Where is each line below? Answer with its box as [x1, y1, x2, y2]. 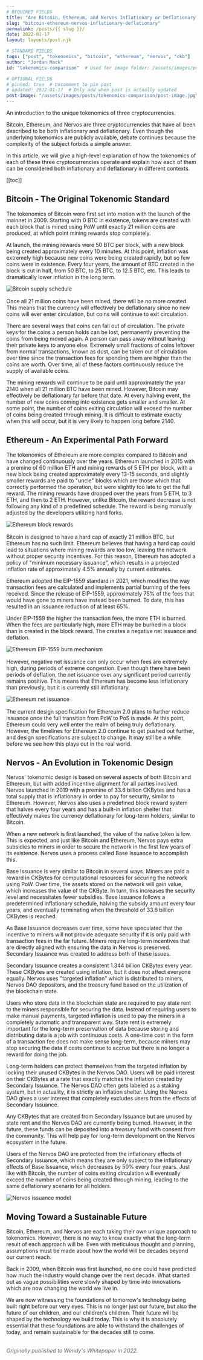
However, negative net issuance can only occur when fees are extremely [6, 658, 187, 665]
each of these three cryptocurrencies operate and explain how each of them [6, 159, 196, 165]
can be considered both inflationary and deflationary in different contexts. [6, 165, 190, 172]
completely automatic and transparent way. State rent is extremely [6, 1019, 172, 1026]
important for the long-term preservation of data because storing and [6, 1025, 179, 1033]
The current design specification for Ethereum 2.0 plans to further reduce [6, 708, 190, 715]
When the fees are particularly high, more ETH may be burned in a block [6, 621, 187, 628]
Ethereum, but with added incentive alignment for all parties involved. [6, 780, 179, 787]
